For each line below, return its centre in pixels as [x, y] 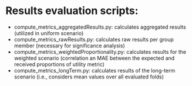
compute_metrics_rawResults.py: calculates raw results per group [94, 39]
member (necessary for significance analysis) [70, 46]
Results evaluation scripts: [72, 11]
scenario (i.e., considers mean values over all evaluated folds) [89, 77]
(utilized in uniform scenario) [49, 33]
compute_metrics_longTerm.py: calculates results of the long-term [95, 70]
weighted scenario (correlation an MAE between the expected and [94, 58]
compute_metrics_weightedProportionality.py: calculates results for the [100, 51]
